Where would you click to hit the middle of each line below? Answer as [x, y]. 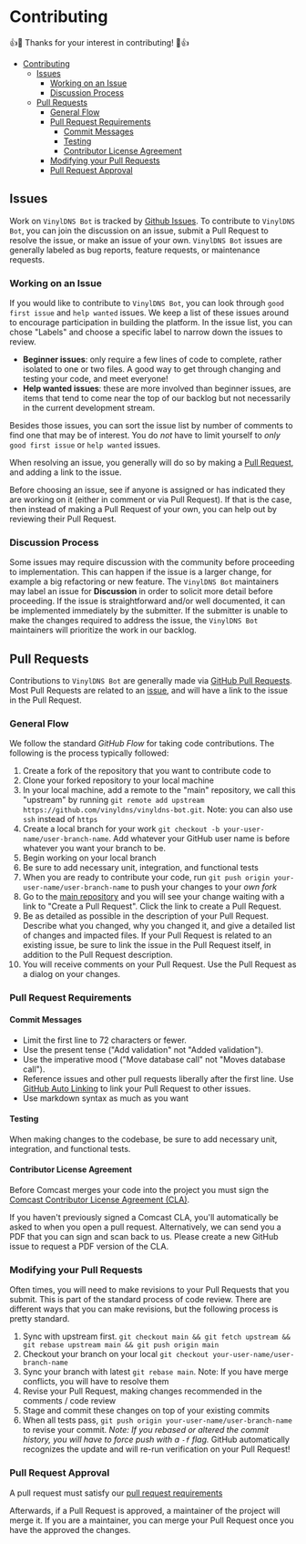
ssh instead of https [60, 819]
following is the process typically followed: [89, 753]
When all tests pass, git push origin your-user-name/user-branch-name [158, 1420]
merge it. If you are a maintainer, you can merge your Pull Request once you [152, 1520]
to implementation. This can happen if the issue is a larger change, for [141, 572]
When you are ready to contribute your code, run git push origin [146, 878]
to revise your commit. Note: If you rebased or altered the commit [146, 1430]
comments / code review [69, 1401]
